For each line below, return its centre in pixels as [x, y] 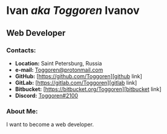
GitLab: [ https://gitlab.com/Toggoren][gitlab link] [76, 82]
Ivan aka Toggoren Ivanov [73, 11]
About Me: [22, 111]
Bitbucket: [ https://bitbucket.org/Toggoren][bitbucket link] [88, 89]
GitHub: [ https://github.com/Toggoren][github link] [78, 76]
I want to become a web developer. [50, 124]
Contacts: [21, 50]
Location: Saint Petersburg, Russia [58, 63]
